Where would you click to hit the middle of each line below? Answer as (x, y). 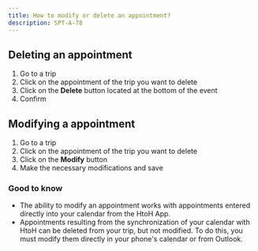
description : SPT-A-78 (45, 23)
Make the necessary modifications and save (91, 168)
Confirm (33, 99)
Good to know (36, 189)
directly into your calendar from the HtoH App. (95, 214)
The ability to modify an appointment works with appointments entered (135, 205)
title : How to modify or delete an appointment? (90, 15)
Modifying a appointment (72, 124)
